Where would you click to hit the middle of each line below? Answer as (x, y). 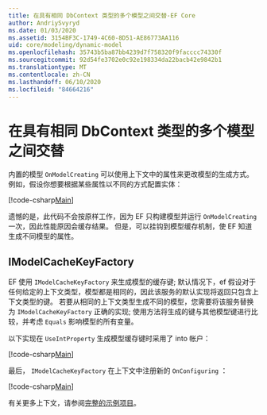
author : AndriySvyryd (44, 23)
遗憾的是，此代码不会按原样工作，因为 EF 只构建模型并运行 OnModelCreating (132, 217)
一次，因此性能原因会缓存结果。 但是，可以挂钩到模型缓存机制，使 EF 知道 (130, 226)
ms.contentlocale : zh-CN (49, 75)
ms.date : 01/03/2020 (43, 30)
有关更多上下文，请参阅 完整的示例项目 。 (74, 403)
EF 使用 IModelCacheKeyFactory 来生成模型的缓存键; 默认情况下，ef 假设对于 (132, 282)
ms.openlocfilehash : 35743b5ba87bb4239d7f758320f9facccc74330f (115, 52)
